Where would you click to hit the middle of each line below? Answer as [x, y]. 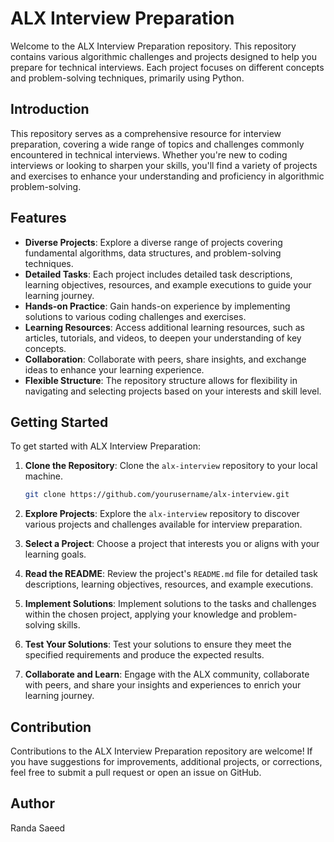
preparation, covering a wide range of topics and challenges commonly [157, 144]
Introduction [50, 109]
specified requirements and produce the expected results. [144, 655]
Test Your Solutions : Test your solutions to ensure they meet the [158, 644]
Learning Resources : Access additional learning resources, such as [164, 327]
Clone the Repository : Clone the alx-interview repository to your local [171, 466]
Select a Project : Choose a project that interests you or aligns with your [172, 544]
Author [32, 803]
